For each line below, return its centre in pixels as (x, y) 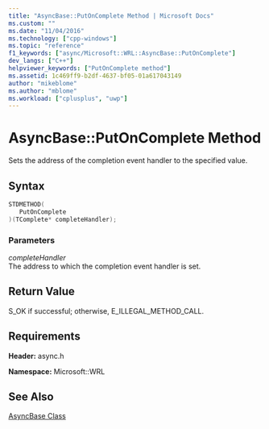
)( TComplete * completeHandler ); (62, 219)
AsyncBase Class (37, 416)
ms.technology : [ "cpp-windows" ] (62, 38)
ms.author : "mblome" (43, 91)
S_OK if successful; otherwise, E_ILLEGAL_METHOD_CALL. (106, 310)
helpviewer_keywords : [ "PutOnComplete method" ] (90, 69)
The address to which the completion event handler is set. (105, 266)
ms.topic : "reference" (46, 46)
